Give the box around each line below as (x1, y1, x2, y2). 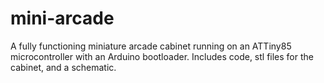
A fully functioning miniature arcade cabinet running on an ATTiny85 (10, 40, 292, 52)
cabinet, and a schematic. (10, 61, 117, 73)
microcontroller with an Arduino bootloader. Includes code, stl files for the (10, 50, 314, 62)
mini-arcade (10, 7, 115, 30)
